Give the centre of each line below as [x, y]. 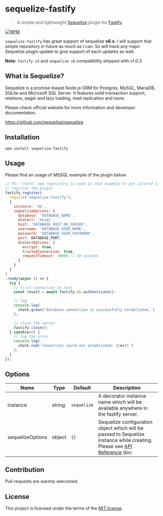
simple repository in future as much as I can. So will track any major [73, 46]
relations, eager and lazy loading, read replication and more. [65, 98]
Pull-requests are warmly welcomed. [42, 482]
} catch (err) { [25, 332]
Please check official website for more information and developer [70, 107]
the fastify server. [118, 414]
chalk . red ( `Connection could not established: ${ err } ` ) [75, 346]
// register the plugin [29, 188]
